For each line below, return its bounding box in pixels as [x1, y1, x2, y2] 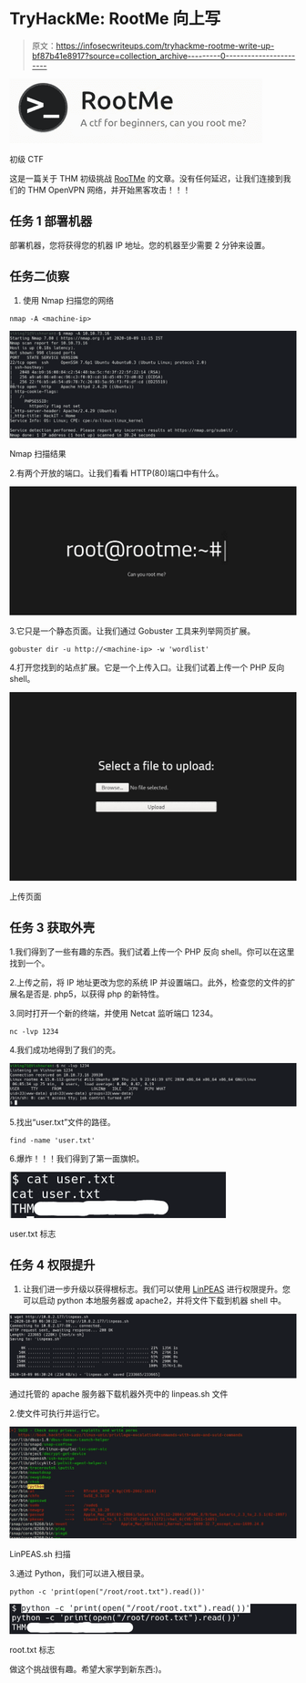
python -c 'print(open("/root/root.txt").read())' [9, 1587, 206, 1596]
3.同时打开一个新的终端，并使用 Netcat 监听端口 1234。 [9, 1007, 219, 1018]
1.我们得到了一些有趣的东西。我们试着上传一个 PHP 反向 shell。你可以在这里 [9, 945, 295, 957]
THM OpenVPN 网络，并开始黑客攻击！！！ [26, 184, 191, 195]
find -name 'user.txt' [9, 1136, 96, 1145]
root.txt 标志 [9, 1644, 56, 1655]
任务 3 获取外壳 [9, 920, 96, 935]
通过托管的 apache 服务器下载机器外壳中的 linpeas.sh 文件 [9, 1389, 229, 1399]
